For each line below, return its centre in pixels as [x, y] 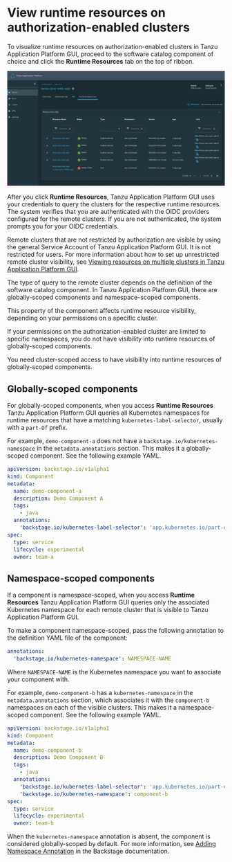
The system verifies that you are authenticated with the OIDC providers [108, 212]
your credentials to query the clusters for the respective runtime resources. [114, 204]
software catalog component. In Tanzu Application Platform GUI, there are [112, 290]
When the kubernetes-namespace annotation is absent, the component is [109, 836]
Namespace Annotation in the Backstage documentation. [88, 851]
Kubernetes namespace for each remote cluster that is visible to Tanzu [108, 610]
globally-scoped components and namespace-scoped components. [104, 297]
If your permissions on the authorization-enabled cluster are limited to [107, 332]
